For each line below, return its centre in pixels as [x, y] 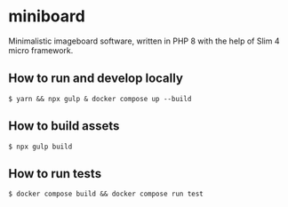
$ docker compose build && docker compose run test [106, 194]
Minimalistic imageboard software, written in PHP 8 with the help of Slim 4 [144, 41]
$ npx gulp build [40, 147]
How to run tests [55, 174]
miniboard [47, 16]
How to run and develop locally [96, 79]
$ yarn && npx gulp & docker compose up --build [100, 99]
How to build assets [64, 126]
